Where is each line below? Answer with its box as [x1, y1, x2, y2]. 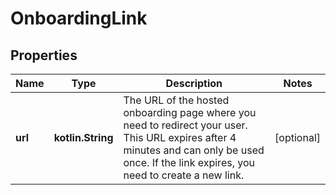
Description [165, 77, 223, 90]
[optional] [274, 131, 321, 144]
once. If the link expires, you [123, 156, 255, 169]
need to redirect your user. [123, 118, 248, 132]
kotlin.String [53, 131, 114, 144]
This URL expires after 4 [123, 131, 237, 144]
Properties [10, 47, 78, 64]
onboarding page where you [123, 106, 257, 119]
